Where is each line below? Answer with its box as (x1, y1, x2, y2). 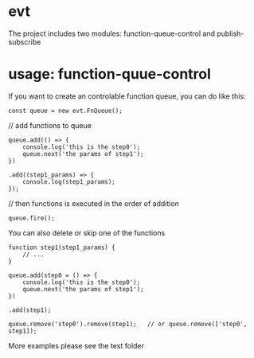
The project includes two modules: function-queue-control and (8, 29, 216, 38)
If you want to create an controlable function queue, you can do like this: (8, 91, 246, 101)
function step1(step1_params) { (8, 243, 115, 251)
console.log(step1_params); (22, 177, 115, 185)
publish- (216, 29, 244, 38)
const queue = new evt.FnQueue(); (8, 107, 123, 115)
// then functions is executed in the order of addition (8, 198, 179, 208)
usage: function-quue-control (8, 65, 211, 84)
